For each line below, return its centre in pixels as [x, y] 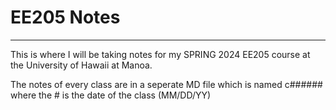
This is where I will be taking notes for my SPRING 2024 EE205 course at [160, 54]
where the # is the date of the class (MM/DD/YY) [111, 95]
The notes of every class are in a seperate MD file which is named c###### [166, 84]
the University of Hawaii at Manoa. [81, 65]
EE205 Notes [65, 17]
